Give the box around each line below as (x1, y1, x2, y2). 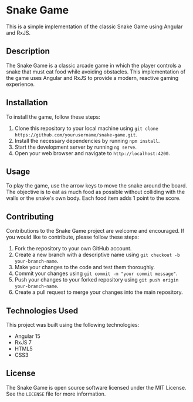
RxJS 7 (14, 339, 32, 346)
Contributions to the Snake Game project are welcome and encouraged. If (6, 227, 185, 235)
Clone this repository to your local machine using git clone (14, 125, 158, 132)
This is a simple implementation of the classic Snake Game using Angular (6, 23, 183, 30)
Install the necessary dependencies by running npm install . (14, 137, 160, 144)
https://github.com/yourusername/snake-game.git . (14, 130, 138, 138)
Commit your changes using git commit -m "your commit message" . (14, 270, 178, 277)
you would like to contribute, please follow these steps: (6, 233, 140, 241)
